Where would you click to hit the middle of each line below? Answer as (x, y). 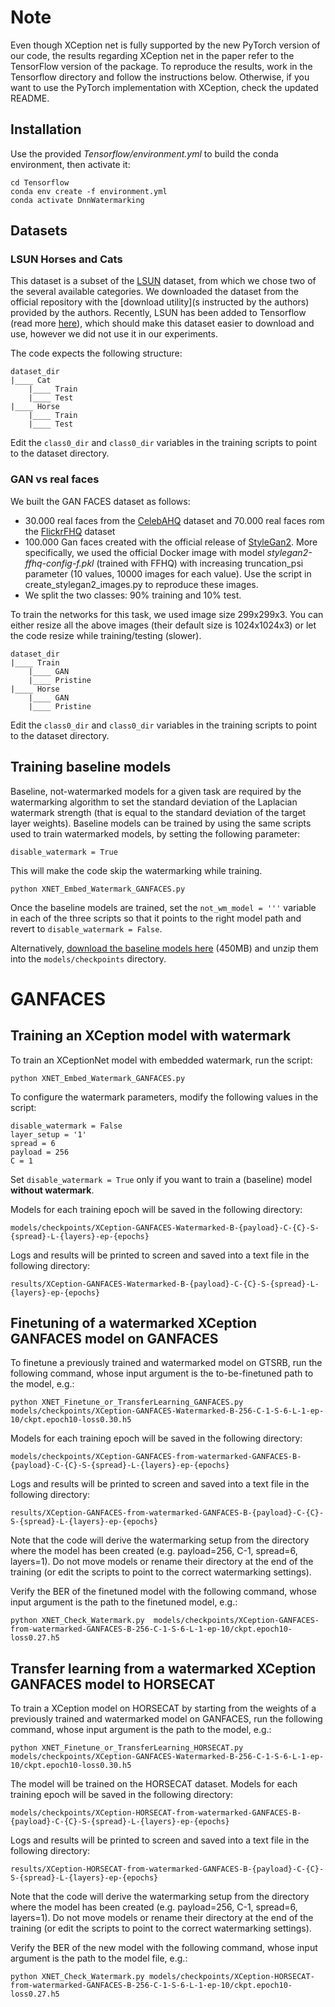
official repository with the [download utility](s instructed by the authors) (160, 302)
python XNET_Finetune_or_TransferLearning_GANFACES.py (127, 1402)
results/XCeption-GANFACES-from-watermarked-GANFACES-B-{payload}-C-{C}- (167, 1513)
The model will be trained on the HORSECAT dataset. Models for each (154, 1784)
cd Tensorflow (40, 182)
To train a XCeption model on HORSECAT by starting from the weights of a (163, 1708)
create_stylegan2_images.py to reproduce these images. (141, 584)
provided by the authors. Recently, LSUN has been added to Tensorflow (158, 313)
